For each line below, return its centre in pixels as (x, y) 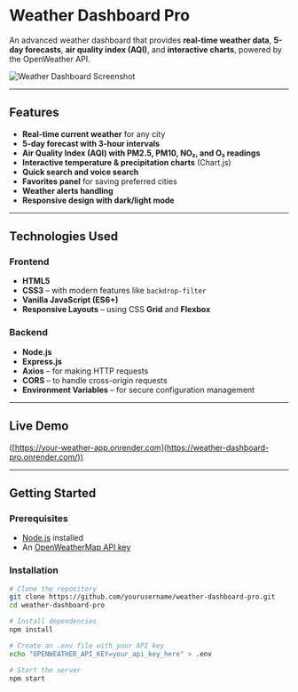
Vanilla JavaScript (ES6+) (70, 300)
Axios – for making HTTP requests (85, 371)
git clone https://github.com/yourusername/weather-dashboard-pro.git (142, 597)
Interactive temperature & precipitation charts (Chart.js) (127, 162)
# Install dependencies (53, 622)
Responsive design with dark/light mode (98, 200)
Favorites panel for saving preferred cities (99, 181)
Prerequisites (39, 519)
